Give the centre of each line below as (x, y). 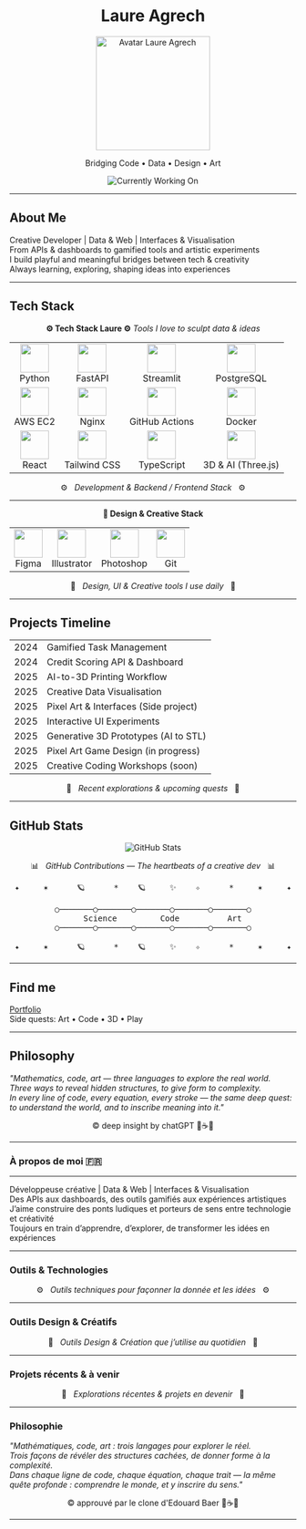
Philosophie (36, 1426)
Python (35, 377)
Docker (241, 421)
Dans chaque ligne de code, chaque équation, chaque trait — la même (143, 1475)
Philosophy (42, 1056)
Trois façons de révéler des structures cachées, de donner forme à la (140, 1456)
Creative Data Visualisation (104, 692)
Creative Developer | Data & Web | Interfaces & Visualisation (122, 240)
